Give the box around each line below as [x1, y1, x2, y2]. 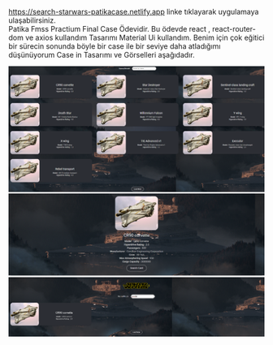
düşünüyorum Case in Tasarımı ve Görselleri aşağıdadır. [8, 50, 195, 59]
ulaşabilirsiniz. [8, 15, 57, 25]
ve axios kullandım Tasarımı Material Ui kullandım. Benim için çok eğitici [25, 32, 265, 42]
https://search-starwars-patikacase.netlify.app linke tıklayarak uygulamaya [8, 7, 259, 16]
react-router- [212, 24, 256, 33]
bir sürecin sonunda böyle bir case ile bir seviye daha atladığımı [8, 41, 221, 51]
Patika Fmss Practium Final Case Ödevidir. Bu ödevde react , [8, 24, 211, 33]
